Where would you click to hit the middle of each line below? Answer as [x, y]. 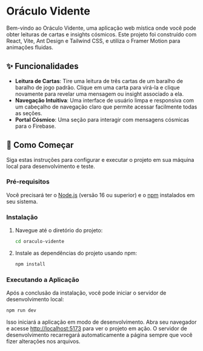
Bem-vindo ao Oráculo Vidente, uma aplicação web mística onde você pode [101, 28]
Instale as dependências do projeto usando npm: [76, 253]
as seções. [28, 113]
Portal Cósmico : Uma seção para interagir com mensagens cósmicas [102, 119]
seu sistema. [22, 201]
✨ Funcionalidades [42, 66]
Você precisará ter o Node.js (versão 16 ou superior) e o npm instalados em [101, 195]
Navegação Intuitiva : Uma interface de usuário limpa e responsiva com [105, 100]
